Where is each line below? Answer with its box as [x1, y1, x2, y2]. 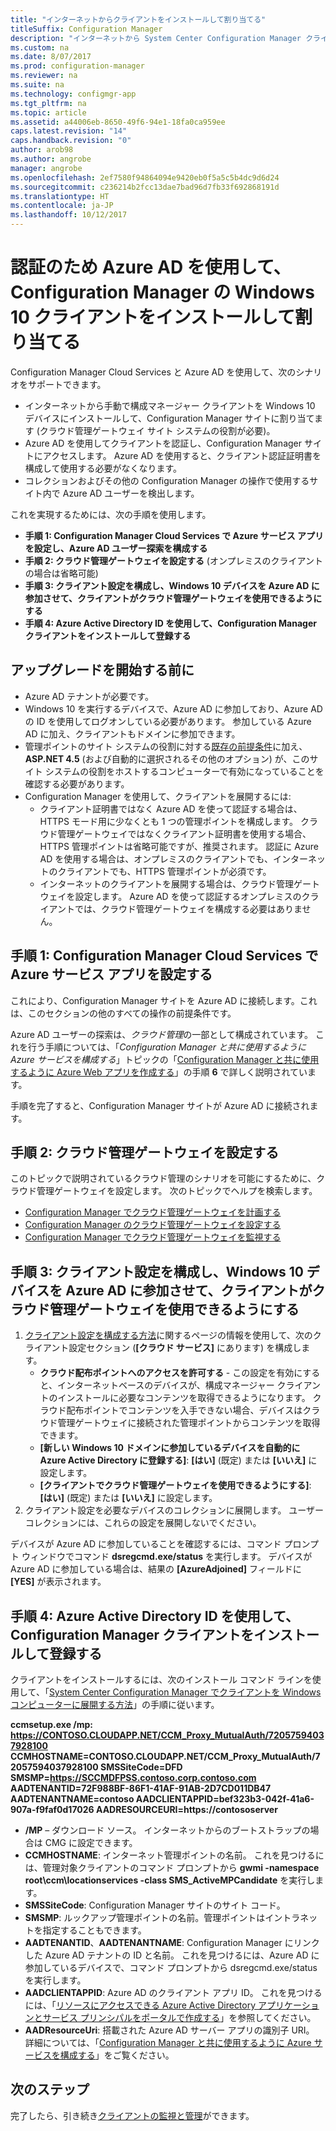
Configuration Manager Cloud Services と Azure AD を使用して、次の [10, 366, 297, 378]
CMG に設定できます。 [44, 1837, 138, 1848]
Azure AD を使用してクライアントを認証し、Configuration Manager [24, 437, 303, 449]
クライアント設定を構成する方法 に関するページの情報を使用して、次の [24, 1329, 313, 1341]
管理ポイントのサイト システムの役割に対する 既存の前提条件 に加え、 [24, 740, 308, 752]
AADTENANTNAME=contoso [10, 1793, 135, 1805]
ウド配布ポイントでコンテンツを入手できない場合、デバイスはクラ [48, 1404, 321, 1416]
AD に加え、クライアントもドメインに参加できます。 [24, 727, 241, 740]
